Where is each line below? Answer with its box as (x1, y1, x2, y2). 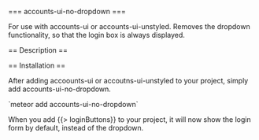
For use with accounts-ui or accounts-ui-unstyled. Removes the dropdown (8, 22, 250, 31)
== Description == (8, 46, 68, 54)
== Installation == (8, 61, 66, 70)
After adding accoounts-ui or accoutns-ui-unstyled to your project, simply (8, 76, 249, 85)
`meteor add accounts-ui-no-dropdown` (8, 100, 139, 109)
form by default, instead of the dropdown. (8, 123, 144, 132)
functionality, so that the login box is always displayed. (8, 31, 185, 39)
